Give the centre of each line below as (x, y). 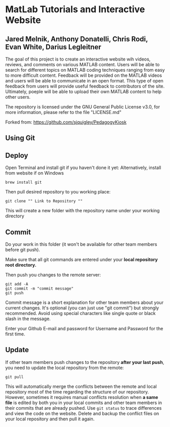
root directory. (21, 265)
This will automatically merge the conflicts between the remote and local (81, 386)
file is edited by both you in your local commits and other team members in (84, 403)
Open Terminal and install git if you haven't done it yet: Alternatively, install (83, 168)
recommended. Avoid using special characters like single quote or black (80, 314)
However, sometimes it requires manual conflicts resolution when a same (82, 397)
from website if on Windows (35, 173)
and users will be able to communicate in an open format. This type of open (84, 81)
